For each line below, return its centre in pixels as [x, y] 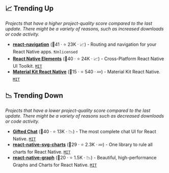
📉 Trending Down [34, 96]
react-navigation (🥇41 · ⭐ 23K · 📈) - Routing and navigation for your [84, 44]
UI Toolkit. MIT [27, 66]
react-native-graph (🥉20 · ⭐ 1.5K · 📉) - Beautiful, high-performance [84, 157]
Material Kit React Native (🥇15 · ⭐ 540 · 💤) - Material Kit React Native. [86, 71]
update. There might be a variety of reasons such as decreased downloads [85, 116]
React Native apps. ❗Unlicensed [45, 51]
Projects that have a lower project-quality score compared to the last [78, 110]
